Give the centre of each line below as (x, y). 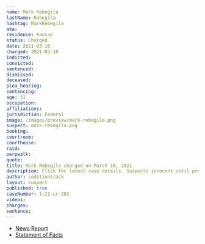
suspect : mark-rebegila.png (42, 126)
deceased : (19, 80)
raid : (13, 148)
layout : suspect (27, 183)
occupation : (21, 103)
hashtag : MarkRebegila (35, 23)
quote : (15, 160)
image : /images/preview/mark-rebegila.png (61, 120)
